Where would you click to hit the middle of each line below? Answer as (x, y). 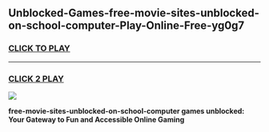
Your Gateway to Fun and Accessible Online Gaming (96, 119)
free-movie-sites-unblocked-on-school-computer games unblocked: (126, 110)
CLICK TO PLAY (39, 49)
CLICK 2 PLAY (36, 78)
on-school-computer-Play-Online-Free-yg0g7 (126, 26)
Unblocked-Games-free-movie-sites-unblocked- (134, 13)
